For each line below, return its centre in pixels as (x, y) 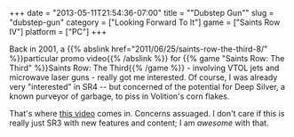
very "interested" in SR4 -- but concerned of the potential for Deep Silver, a (147, 87)
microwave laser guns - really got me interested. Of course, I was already (143, 77)
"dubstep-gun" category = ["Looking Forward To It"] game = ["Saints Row (145, 22)
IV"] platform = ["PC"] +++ (58, 32)
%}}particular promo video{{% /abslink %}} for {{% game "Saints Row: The (147, 58)
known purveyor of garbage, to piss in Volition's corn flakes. (119, 96)
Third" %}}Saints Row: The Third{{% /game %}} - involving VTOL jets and (144, 68)
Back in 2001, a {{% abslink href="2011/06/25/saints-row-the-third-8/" (139, 49)
